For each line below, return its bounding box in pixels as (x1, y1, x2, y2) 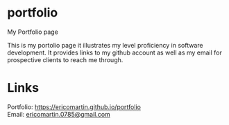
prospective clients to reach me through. (7, 55, 124, 64)
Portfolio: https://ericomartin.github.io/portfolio (7, 102, 141, 111)
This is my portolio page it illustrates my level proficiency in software (7, 41, 203, 49)
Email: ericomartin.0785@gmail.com (7, 110, 111, 118)
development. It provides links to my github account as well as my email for (7, 48, 222, 57)
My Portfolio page (7, 28, 59, 36)
